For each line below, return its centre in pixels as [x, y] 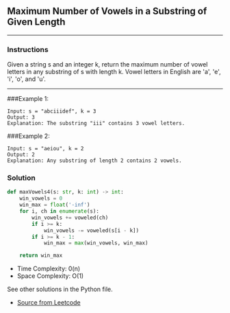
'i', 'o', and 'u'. [27, 79]
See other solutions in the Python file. [60, 289]
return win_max [41, 256]
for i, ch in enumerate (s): [59, 211]
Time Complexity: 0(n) [49, 269]
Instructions [28, 49]
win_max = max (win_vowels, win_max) [96, 243]
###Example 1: [28, 99]
